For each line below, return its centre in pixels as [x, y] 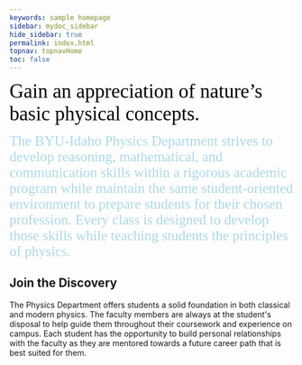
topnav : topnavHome [46, 51]
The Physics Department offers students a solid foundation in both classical [150, 305]
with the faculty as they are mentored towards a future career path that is [145, 342]
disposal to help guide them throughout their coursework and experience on [151, 324]
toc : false [30, 59]
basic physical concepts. [105, 114]
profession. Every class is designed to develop [139, 220]
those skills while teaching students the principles [149, 235]
